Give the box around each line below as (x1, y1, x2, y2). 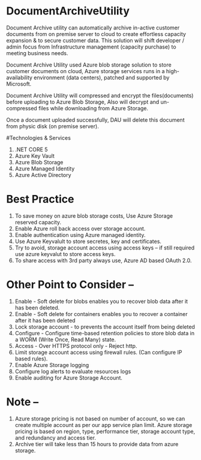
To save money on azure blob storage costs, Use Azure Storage (14, 212, 173, 220)
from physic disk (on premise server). (6, 122, 99, 130)
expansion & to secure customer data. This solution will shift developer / (6, 37, 185, 44)
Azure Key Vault (14, 152, 55, 160)
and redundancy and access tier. (14, 434, 96, 441)
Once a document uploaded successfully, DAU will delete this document (6, 116, 185, 124)
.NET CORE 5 (14, 146, 48, 153)
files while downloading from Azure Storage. (38, 104, 149, 112)
